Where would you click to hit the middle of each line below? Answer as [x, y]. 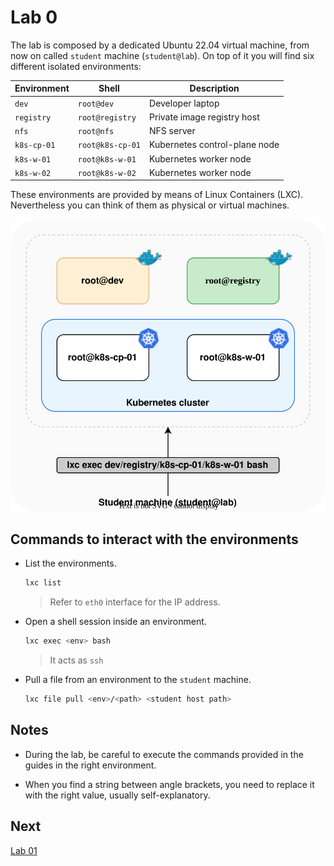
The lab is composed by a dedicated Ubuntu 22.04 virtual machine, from [160, 45]
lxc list [43, 583]
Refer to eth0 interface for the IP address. [135, 602]
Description [214, 88]
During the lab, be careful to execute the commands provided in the [164, 754]
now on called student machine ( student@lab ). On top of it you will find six [162, 55]
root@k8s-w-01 [107, 159]
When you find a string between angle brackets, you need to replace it [169, 784]
